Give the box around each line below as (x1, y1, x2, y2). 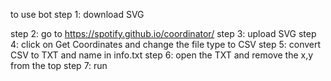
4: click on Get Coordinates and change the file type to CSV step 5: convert (10, 39, 322, 50)
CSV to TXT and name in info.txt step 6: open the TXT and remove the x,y (10, 49, 314, 61)
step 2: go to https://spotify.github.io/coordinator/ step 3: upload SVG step (10, 28, 317, 39)
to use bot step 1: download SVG (10, 9, 145, 20)
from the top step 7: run (10, 60, 108, 71)
